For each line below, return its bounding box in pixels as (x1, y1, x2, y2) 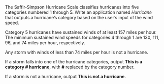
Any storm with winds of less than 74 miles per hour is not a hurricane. (5, 49, 149, 55)
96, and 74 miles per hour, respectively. (5, 40, 85, 46)
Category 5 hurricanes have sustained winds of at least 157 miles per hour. (5, 29, 157, 35)
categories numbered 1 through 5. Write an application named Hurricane (5, 9, 152, 15)
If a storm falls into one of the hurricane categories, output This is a (5, 59, 143, 64)
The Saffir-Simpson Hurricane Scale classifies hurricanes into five (5, 4, 139, 10)
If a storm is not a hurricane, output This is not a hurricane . (5, 74, 126, 79)
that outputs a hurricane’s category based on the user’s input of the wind (5, 15, 153, 20)
